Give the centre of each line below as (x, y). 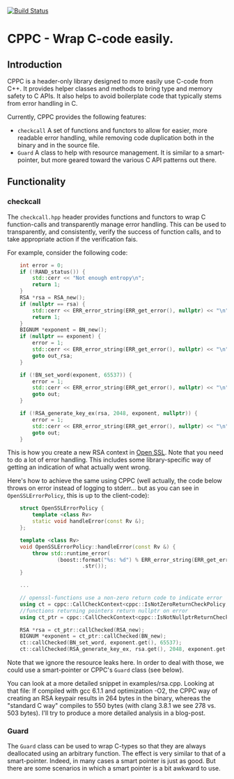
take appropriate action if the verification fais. (72, 239)
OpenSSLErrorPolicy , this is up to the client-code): (78, 496)
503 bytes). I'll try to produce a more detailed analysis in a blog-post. (106, 713)
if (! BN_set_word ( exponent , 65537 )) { (76, 375)
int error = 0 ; (42, 265)
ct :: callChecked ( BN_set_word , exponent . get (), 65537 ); (101, 643)
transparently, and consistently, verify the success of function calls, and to (114, 231)
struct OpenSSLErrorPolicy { (62, 508)
